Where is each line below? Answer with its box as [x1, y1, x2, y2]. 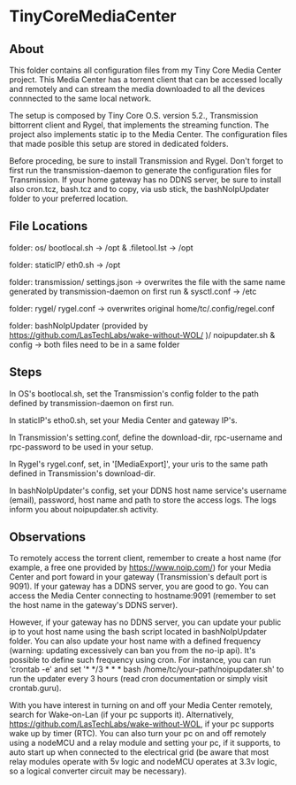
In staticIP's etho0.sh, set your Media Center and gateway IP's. [9, 414, 238, 426]
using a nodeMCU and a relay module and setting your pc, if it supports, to [9, 737, 281, 749]
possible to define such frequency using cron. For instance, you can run [9, 655, 271, 666]
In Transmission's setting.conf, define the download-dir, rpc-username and [9, 432, 283, 443]
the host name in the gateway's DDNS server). [9, 600, 178, 611]
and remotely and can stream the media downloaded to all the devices [9, 84, 265, 94]
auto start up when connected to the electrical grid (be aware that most [9, 747, 269, 758]
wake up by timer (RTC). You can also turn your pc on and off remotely [9, 728, 267, 739]
